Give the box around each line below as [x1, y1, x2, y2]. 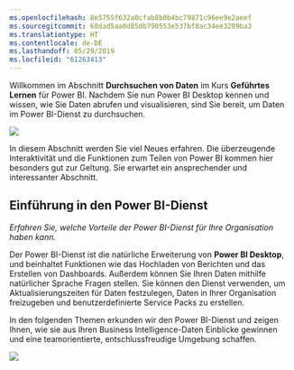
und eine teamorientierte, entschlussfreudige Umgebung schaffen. [9, 333, 257, 344]
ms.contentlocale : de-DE [9, 38, 103, 48]
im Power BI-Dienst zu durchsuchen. [9, 109, 146, 119]
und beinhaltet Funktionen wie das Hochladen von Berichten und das [9, 258, 266, 269]
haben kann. [9, 231, 57, 242]
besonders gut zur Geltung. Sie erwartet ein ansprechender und [9, 162, 248, 172]
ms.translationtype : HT [9, 30, 99, 39]
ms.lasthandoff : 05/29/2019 [9, 47, 115, 56]
